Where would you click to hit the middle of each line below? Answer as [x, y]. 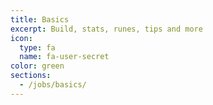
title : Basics [40, 19]
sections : [31, 76]
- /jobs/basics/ [53, 85]
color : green [37, 66]
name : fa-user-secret [64, 57]
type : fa [37, 47]
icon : [21, 38]
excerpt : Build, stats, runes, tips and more [106, 29]
